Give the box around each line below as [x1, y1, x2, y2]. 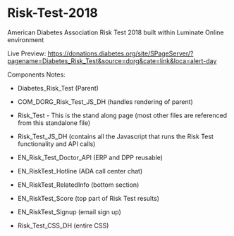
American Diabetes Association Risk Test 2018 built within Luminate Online [7, 28, 224, 37]
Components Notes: [7, 70, 66, 79]
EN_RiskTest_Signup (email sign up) [17, 207, 122, 216]
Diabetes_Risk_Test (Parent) [17, 84, 99, 92]
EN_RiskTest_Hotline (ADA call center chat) [17, 166, 143, 175]
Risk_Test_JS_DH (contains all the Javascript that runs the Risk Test [17, 132, 214, 140]
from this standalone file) [17, 118, 91, 127]
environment [7, 35, 44, 44]
